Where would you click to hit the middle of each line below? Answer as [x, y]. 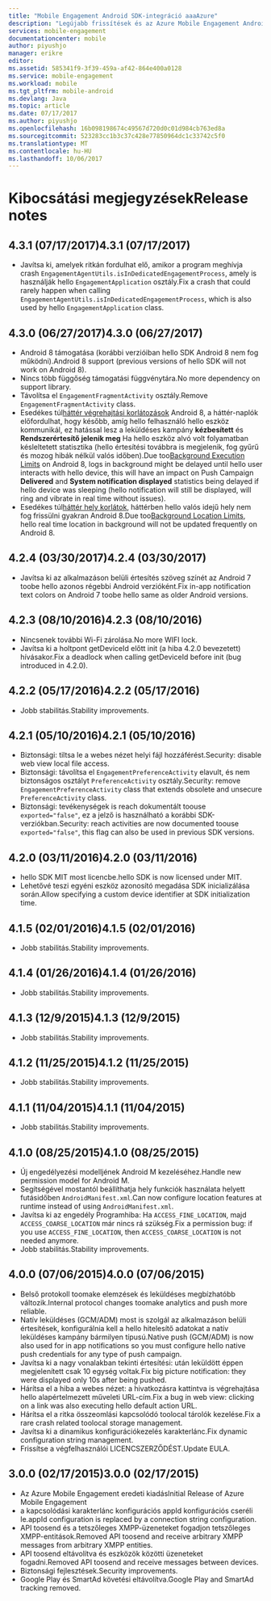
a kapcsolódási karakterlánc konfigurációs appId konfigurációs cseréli [136, 1511]
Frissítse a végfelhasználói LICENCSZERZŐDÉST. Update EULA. [125, 1448]
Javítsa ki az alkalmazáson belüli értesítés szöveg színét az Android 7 [135, 578]
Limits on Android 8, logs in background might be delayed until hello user [141, 464]
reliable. [33, 1311]
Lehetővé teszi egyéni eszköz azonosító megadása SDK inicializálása [135, 886]
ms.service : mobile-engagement [61, 76]
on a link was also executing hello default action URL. [108, 1406]
